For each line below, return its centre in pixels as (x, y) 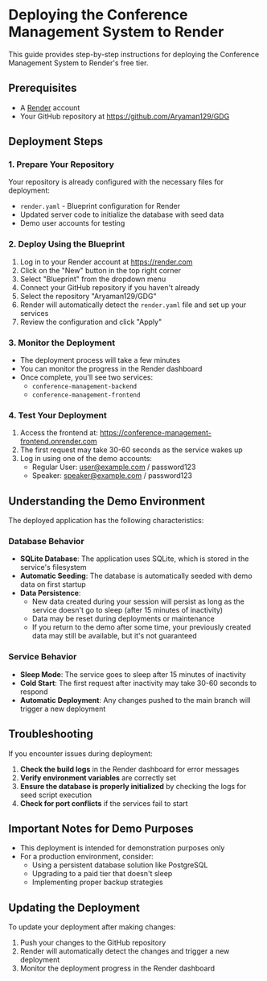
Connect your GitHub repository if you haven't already (110, 287)
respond (34, 692)
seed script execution (56, 795)
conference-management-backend (84, 387)
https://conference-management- (155, 433)
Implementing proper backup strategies (97, 882)
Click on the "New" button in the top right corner (101, 270)
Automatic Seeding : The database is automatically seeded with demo (136, 576)
